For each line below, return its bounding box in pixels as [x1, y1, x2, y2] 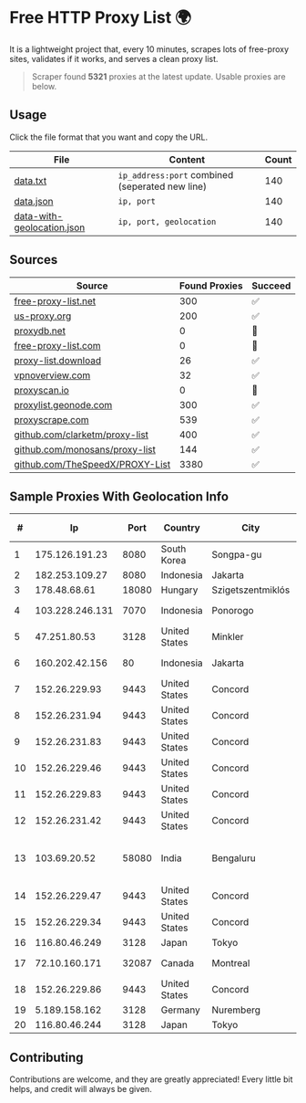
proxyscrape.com [14, 413, 89, 425]
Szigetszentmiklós [211, 583, 291, 596]
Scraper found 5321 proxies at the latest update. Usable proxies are [31, 70, 286, 82]
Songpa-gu [211, 549, 262, 562]
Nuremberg [211, 1003, 261, 1016]
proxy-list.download [14, 353, 102, 366]
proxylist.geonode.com [14, 398, 113, 411]
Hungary [160, 583, 199, 596]
